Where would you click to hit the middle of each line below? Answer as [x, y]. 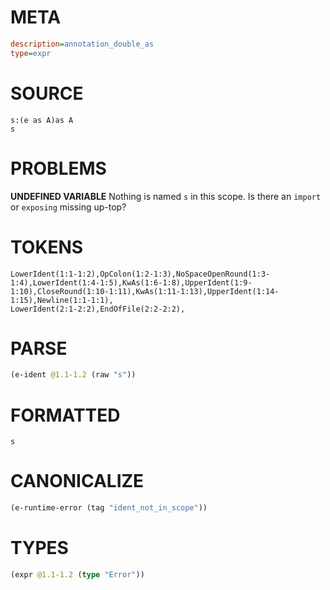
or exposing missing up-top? [68, 207]
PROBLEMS [58, 168]
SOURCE [47, 93]
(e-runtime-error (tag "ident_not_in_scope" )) [109, 508]
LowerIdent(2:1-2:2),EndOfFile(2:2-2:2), [98, 309]
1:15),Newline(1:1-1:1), [62, 300]
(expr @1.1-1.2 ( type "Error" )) [77, 575]
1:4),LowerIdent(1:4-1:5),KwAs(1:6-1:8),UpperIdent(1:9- [131, 282]
